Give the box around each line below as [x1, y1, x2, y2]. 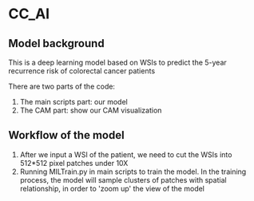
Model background [8, 37, 105, 50]
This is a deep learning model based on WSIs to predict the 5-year [8, 57, 228, 67]
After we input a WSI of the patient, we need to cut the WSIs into [19, 149, 232, 160]
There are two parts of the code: [8, 81, 116, 91]
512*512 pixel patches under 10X [19, 158, 129, 167]
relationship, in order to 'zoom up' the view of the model [19, 183, 205, 193]
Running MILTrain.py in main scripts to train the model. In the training [19, 167, 247, 176]
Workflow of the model [8, 128, 125, 142]
